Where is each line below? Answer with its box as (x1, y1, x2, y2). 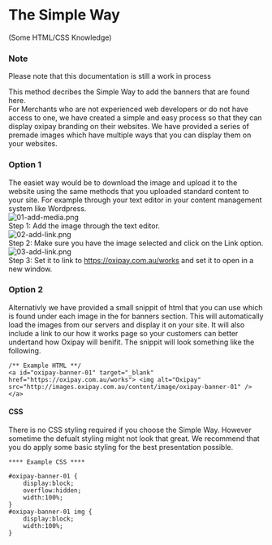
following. (8, 345, 41, 355)
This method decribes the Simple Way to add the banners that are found (8, 87, 250, 97)
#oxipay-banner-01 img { (8, 508, 93, 517)
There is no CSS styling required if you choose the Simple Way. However (8, 425, 252, 435)
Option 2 (8, 284, 43, 296)
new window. (8, 264, 53, 274)
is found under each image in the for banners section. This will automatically (8, 311, 264, 321)
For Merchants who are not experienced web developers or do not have (8, 104, 249, 115)
